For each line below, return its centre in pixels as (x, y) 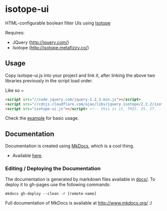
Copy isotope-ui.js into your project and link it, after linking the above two (80, 75)
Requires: (15, 32)
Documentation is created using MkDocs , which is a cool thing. (70, 146)
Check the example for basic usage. (42, 118)
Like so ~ (14, 90)
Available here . (28, 156)
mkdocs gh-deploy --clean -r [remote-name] (51, 194)
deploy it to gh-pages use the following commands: (58, 185)
